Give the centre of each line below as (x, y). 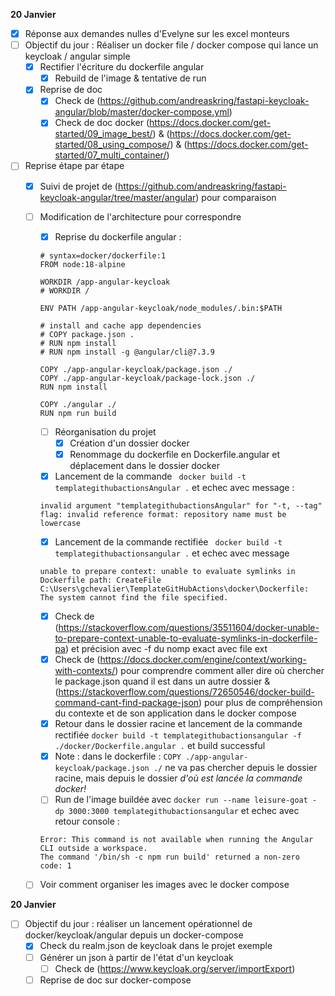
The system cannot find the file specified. (134, 598)
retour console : (87, 821)
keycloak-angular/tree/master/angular (118, 197)
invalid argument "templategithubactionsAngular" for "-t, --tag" (181, 505)
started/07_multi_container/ (110, 155)
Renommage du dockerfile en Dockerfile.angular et (174, 454)
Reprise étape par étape (74, 166)
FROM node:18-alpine (82, 264)
